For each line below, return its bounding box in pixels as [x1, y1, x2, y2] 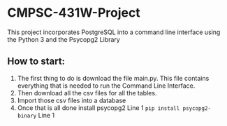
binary [17, 112, 37, 119]
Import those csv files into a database [17, 96, 126, 104]
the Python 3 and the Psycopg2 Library [7, 35, 120, 43]
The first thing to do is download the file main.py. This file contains [17, 74, 210, 82]
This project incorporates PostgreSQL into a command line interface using [7, 28, 221, 36]
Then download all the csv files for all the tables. [17, 88, 157, 97]
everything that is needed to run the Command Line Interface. [17, 81, 196, 90]
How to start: [7, 56, 65, 68]
